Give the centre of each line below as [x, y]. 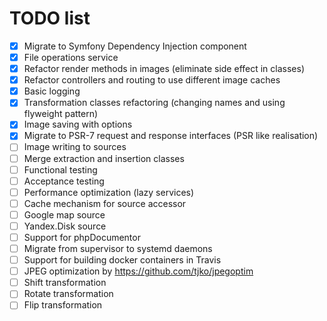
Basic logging [52, 91]
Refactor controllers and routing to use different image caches [152, 80]
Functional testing [60, 169]
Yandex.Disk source [65, 226]
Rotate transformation [68, 294]
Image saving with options [78, 124]
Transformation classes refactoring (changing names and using [154, 103]
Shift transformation [65, 283]
